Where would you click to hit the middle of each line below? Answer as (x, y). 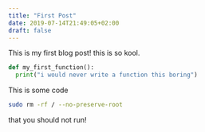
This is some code (39, 90)
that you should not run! (47, 120)
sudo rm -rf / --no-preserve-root (66, 105)
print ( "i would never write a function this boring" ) (106, 75)
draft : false (30, 30)
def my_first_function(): (51, 68)
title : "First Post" (43, 16)
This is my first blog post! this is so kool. (74, 53)
